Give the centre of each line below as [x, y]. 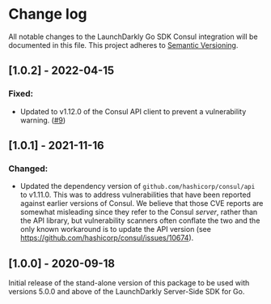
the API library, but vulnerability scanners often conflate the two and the [140, 221]
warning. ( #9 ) [43, 120]
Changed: [28, 169]
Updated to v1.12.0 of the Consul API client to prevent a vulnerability [133, 111]
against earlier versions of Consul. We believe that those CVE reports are [142, 203]
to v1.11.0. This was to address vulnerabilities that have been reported [135, 195]
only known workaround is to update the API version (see [116, 229]
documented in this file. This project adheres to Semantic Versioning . [123, 45]
